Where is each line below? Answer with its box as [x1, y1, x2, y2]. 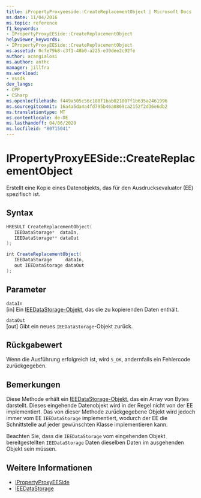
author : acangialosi [6, 53, 58, 59]
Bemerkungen [6, 379, 61, 390]
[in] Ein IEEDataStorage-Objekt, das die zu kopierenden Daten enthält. [6, 306, 179, 313]
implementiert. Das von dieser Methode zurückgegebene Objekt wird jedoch [6, 408, 196, 415]
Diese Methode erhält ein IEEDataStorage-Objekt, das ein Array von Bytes [6, 396, 189, 403]
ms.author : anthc [6, 59, 50, 65]
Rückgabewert [6, 340, 62, 350]
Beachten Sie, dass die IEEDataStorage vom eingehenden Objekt [6, 433, 166, 440]
